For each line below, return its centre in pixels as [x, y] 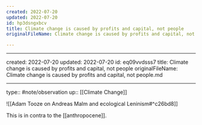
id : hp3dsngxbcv [26, 23]
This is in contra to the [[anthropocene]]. [57, 115]
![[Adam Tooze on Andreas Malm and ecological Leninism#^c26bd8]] [92, 104]
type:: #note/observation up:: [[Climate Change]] [67, 92]
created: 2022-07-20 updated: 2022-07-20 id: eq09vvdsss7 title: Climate [97, 62]
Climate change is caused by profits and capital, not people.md [85, 75]
